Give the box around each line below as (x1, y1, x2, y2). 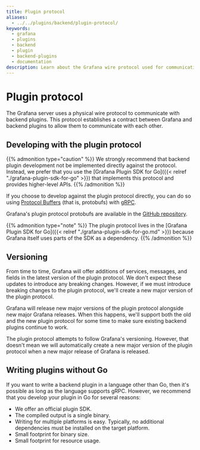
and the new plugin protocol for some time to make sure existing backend (6, 317, 187, 324)
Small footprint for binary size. (14, 430, 89, 437)
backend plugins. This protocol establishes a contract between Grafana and (6, 116, 192, 123)
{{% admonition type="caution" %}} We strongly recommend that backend (6, 156, 190, 163)
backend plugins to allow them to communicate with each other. (6, 122, 163, 130)
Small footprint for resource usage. (14, 437, 101, 444)
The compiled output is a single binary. (14, 411, 111, 418)
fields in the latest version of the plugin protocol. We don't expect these (6, 274, 182, 281)
